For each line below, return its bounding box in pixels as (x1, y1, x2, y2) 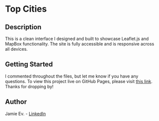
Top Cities (5, 3, 47, 15)
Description (5, 23, 41, 31)
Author (5, 98, 27, 106)
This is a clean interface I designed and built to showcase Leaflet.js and (5, 36, 149, 41)
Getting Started (5, 60, 53, 69)
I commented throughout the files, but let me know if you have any (5, 73, 139, 79)
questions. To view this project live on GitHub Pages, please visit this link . (5, 78, 153, 84)
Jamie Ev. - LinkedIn (5, 111, 46, 117)
